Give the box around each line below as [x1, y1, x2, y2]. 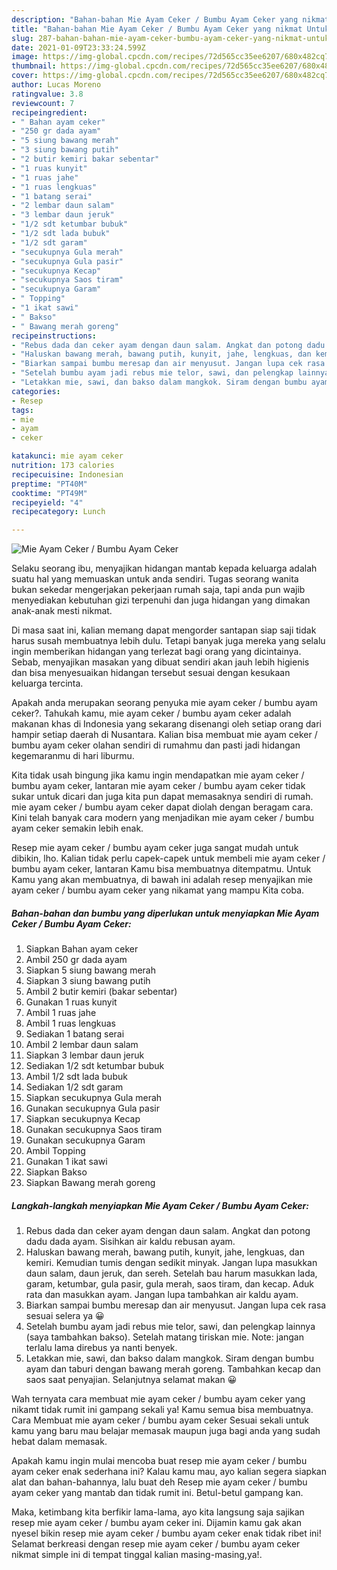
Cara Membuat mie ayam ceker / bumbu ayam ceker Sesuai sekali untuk [11, 1414, 309, 1426]
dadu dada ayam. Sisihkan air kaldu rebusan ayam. [25, 1236, 236, 1248]
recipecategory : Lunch [11, 507, 106, 517]
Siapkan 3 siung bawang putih [25, 975, 151, 987]
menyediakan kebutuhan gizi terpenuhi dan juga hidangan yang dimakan [11, 594, 311, 606]
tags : [11, 405, 34, 415]
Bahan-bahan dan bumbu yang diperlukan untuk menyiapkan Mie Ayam [11, 907, 320, 919]
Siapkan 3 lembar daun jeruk [25, 1049, 145, 1061]
